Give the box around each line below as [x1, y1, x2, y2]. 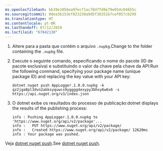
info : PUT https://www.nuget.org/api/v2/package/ [12, 123, 122, 128]
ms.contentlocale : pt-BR [5, 21, 56, 26]
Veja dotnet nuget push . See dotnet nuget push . [5, 140, 101, 146]
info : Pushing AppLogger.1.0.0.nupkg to [12, 115, 98, 120]
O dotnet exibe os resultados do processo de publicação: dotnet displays [12, 100, 159, 106]
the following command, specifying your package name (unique [12, 68, 141, 74]
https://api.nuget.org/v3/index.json [12, 91, 89, 96]
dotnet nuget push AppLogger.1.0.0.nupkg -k [12, 83, 104, 88]
